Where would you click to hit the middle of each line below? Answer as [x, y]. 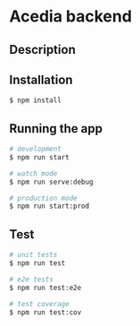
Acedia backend [70, 17]
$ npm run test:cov [45, 312]
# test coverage [39, 304]
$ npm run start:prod [49, 206]
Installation [41, 79]
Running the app [56, 129]
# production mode [43, 198]
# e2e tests [31, 279]
